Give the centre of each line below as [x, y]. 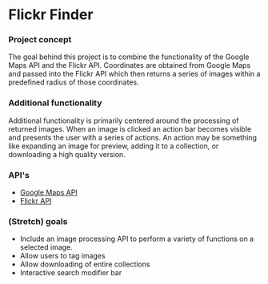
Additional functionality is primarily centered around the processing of [124, 120]
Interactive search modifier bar [71, 273]
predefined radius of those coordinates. [74, 82]
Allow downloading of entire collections [85, 264]
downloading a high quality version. [67, 154]
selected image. [46, 247]
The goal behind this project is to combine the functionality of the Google [129, 57]
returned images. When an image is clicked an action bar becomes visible [130, 128]
